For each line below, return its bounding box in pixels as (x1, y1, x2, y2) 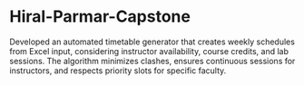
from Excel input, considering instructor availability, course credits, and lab (9, 45, 289, 56)
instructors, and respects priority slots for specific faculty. (9, 65, 227, 76)
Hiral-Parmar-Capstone (9, 6, 191, 27)
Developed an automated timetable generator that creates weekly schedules (9, 36, 295, 47)
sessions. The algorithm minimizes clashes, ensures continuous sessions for (9, 55, 296, 66)
